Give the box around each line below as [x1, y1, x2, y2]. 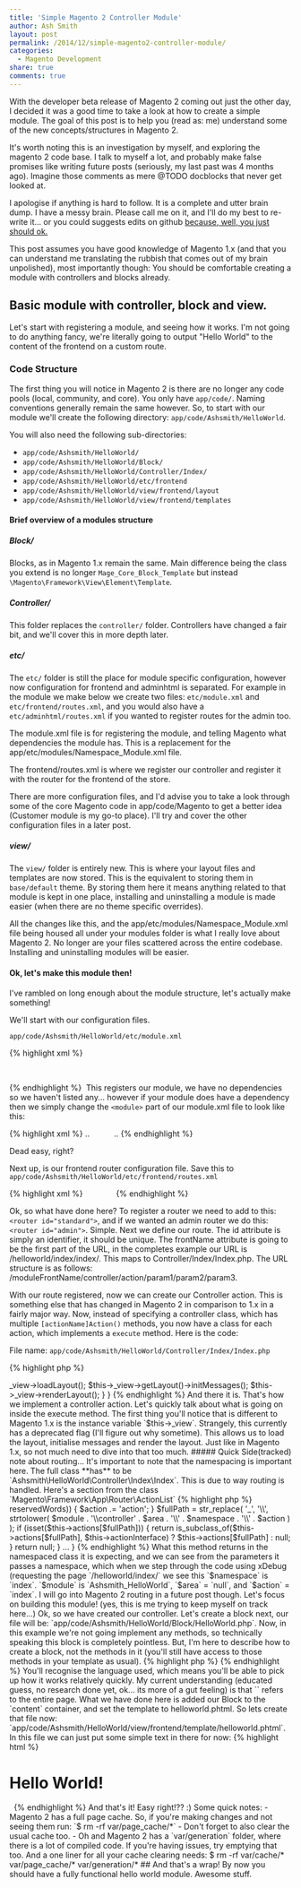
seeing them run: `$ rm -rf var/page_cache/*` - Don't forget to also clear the [9, 1821, 290, 1832]
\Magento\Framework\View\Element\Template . [9, 577, 173, 588]
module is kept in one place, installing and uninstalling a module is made [9, 892, 276, 902]
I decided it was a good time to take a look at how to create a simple [9, 105, 261, 116]
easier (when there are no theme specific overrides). [9, 901, 204, 912]
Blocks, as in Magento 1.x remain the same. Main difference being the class [9, 557, 288, 569]
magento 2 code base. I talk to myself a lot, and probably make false [9, 151, 262, 162]
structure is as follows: [9, 1263, 93, 1273]
